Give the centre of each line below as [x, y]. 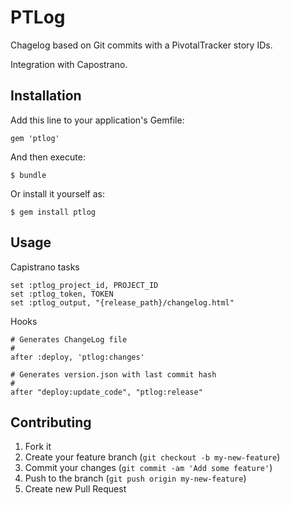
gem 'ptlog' [35, 138]
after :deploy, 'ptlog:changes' [77, 357]
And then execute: [48, 157]
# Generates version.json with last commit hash [113, 374]
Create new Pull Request [75, 489]
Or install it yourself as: [57, 193]
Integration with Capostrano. [69, 64]
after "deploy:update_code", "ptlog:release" [106, 392]
